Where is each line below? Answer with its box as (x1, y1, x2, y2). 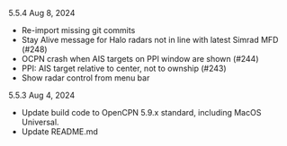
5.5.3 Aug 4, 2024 (8, 90, 76, 100)
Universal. (21, 116, 59, 127)
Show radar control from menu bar (21, 73, 150, 83)
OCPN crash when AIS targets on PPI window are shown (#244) (21, 54, 259, 64)
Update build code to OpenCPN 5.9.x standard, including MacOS (21, 107, 262, 117)
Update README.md (21, 126, 98, 137)
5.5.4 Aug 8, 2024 (8, 8, 76, 18)
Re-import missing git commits (21, 25, 136, 35)
